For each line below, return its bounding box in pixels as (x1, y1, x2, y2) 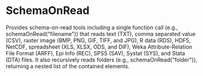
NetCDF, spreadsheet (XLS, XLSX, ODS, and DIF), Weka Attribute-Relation (6, 43, 193, 50)
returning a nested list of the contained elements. (6, 62, 130, 70)
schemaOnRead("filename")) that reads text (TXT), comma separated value (6, 30, 196, 37)
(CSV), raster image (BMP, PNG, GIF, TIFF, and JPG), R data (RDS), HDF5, (6, 36, 191, 44)
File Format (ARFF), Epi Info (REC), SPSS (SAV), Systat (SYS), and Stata (6, 49, 185, 57)
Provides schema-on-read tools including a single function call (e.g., (6, 24, 179, 31)
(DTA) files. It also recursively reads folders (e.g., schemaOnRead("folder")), (6, 56, 197, 63)
